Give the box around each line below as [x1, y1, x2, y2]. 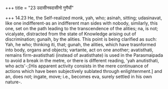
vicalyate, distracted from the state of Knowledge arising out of [5, 31, 136, 37]
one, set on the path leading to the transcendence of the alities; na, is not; [5, 26, 158, 31]
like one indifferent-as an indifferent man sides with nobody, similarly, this [5, 20, 158, 26]
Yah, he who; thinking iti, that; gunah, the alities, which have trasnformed [5, 42, 156, 47]
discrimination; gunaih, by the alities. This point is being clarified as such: [5, 36, 157, 42]
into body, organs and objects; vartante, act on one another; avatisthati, [5, 47, 153, 53]
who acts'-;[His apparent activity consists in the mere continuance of [5, 63, 149, 69]
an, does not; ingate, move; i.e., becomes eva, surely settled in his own [5, 73, 152, 79]
